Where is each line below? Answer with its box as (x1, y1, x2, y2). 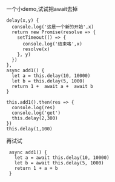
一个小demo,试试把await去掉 (6, 5, 78, 12)
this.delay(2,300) (11, 115, 59, 121)
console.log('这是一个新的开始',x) (11, 24, 94, 30)
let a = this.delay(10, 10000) (11, 73, 91, 79)
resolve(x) (22, 46, 50, 52)
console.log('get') (11, 110, 61, 116)
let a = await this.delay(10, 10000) (14, 155, 110, 161)
